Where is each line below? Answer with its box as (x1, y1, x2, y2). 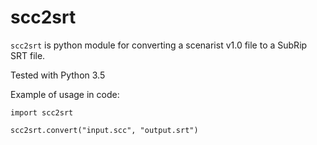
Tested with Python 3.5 (10, 69, 106, 81)
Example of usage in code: (10, 88, 120, 100)
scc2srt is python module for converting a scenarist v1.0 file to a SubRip (10, 39, 308, 51)
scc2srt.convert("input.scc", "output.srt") (10, 125, 199, 135)
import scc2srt (10, 107, 74, 118)
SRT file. (10, 49, 46, 61)
